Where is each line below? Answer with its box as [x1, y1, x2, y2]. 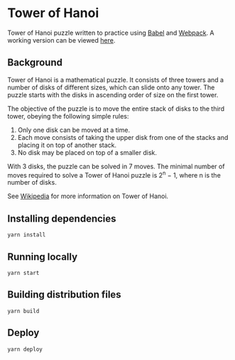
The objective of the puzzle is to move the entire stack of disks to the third [7, 104, 225, 113]
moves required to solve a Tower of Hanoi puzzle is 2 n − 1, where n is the [7, 169, 222, 179]
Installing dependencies [7, 212, 116, 224]
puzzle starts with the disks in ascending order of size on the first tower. [7, 90, 219, 99]
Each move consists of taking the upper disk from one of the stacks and [17, 133, 229, 141]
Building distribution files [7, 289, 122, 301]
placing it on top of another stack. [17, 141, 117, 149]
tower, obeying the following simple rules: [7, 111, 129, 120]
